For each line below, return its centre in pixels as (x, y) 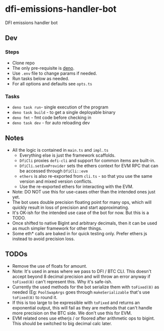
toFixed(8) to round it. (35, 297)
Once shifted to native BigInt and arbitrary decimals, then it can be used (85, 223)
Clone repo (23, 63)
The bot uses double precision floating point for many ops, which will (82, 202)
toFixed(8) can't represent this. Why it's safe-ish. (62, 281)
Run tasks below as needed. (41, 78)
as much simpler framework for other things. (57, 228)
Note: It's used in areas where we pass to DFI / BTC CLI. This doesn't (82, 271)
